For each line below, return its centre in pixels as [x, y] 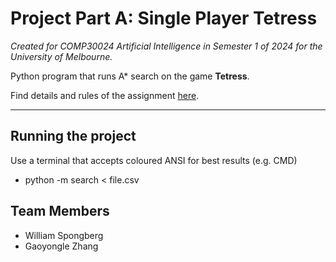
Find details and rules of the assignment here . [105, 95]
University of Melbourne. [61, 56]
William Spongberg [64, 235]
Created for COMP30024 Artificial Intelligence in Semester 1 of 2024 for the [166, 46]
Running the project [73, 136]
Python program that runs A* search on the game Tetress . [130, 76]
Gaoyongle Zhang [61, 246]
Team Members [60, 211]
